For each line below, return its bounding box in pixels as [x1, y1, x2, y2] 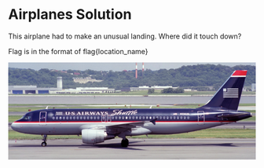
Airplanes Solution [8, 5, 132, 24]
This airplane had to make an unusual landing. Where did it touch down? [8, 31, 242, 41]
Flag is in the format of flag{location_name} [8, 46, 148, 56]
